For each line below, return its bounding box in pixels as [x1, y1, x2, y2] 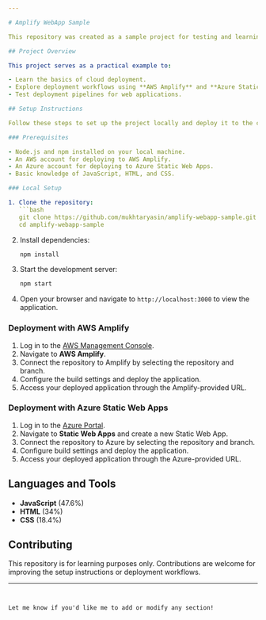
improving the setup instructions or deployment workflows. [8, 568, 201, 577]
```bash [18, 205, 44, 214]
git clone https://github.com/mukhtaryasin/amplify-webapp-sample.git [18, 213, 257, 221]
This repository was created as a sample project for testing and [8, 33, 232, 40]
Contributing [8, 538, 73, 552]
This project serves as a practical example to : [8, 61, 172, 70]
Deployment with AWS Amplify [8, 323, 130, 334]
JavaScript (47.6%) [19, 498, 85, 507]
